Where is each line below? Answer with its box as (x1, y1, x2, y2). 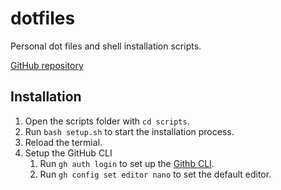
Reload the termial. (24, 136, 103, 148)
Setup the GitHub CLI (24, 147, 113, 159)
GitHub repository (10, 59, 84, 71)
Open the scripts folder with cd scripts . (24, 115, 190, 127)
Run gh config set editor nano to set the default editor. (39, 168, 272, 180)
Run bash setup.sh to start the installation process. (24, 125, 235, 137)
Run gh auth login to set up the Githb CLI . (39, 157, 215, 169)
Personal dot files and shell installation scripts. (10, 40, 202, 52)
